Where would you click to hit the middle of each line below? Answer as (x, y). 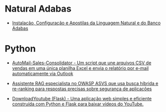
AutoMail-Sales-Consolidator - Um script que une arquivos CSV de (82, 63)
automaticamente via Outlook (43, 73)
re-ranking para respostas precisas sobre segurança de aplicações (82, 89)
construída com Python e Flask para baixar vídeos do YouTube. (78, 104)
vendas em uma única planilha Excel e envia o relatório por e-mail (80, 68)
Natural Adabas (38, 9)
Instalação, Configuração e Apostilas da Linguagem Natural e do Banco (86, 23)
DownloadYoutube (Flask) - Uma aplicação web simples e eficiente (82, 98)
